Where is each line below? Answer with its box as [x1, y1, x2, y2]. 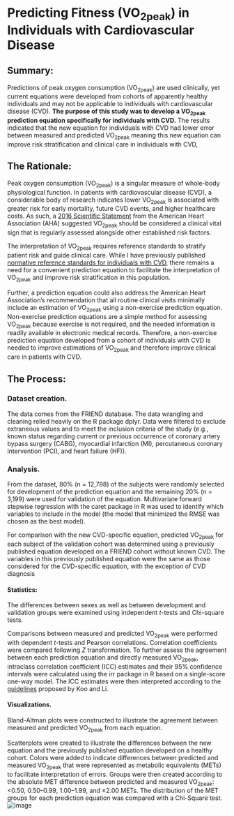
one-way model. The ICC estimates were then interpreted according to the [7, 677, 221, 685]
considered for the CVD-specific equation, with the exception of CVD [7, 562, 206, 570]
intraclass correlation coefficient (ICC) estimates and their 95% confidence [7, 662, 223, 671]
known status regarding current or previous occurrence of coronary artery [7, 431, 221, 440]
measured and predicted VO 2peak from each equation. [7, 723, 162, 734]
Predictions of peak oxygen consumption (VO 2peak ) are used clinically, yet [7, 83, 221, 94]
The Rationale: [7, 161, 72, 172]
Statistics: [7, 585, 38, 594]
